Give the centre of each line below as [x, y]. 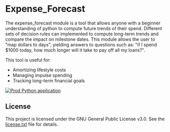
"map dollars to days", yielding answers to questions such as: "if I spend [81, 44]
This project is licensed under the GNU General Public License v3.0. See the [85, 119]
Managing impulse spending [42, 75]
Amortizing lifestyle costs [39, 70]
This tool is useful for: [28, 60]
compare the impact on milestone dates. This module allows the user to [80, 39]
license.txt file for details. [32, 124]
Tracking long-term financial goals [49, 81]
